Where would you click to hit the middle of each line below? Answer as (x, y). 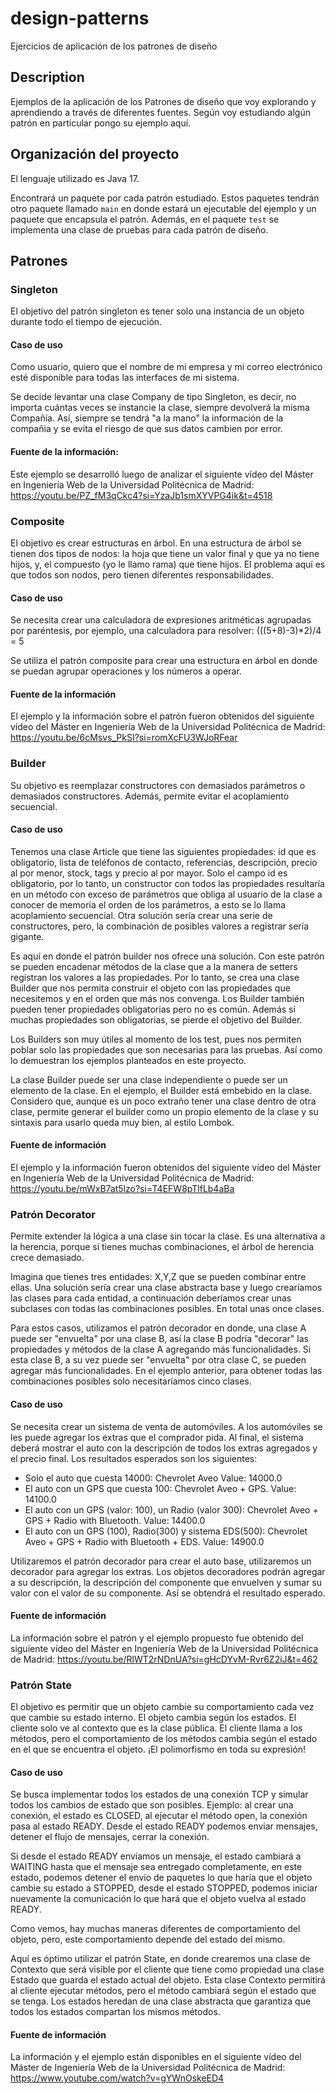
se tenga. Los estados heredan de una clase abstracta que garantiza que (161, 2001)
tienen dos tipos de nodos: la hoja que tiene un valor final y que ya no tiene (165, 553)
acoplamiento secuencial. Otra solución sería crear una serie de (141, 915)
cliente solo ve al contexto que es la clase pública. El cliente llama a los (156, 1728)
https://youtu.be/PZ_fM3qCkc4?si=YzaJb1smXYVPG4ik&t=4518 (141, 495)
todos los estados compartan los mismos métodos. (115, 2012)
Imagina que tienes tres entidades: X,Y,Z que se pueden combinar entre (158, 1277)
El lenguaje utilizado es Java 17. (75, 178)
